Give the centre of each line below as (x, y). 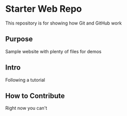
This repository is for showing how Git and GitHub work (63, 23)
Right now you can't (26, 108)
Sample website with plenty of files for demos (54, 51)
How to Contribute (35, 96)
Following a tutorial (25, 80)
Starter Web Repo (44, 9)
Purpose (19, 39)
